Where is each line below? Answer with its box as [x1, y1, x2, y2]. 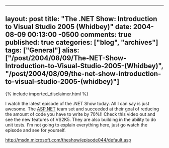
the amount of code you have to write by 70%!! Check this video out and [5, 111, 155, 117]
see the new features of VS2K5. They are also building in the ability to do [5, 116, 156, 122]
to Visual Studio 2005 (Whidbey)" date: [5, 23, 132, 31]
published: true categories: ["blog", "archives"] [5, 38, 158, 47]
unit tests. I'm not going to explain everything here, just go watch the [5, 121, 147, 128]
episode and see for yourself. [5, 127, 66, 133]
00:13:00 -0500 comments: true [27, 31, 132, 39]
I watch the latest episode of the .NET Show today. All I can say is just [5, 100, 149, 106]
